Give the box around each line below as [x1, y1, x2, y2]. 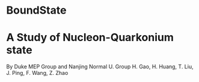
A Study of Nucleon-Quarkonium [6, 31, 174, 45]
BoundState [6, 4, 67, 17]
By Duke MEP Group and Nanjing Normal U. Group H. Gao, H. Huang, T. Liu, [6, 63, 194, 70]
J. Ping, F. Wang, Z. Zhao [6, 70, 69, 77]
